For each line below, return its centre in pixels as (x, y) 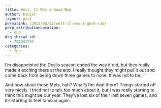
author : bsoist (21, 14)
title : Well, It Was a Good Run (38, 10)
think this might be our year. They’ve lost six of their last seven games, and (81, 95)
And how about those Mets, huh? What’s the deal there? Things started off (80, 84)
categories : (17, 46)
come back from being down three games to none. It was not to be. (73, 75)
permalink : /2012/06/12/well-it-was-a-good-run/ (56, 23)
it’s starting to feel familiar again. (38, 100)
